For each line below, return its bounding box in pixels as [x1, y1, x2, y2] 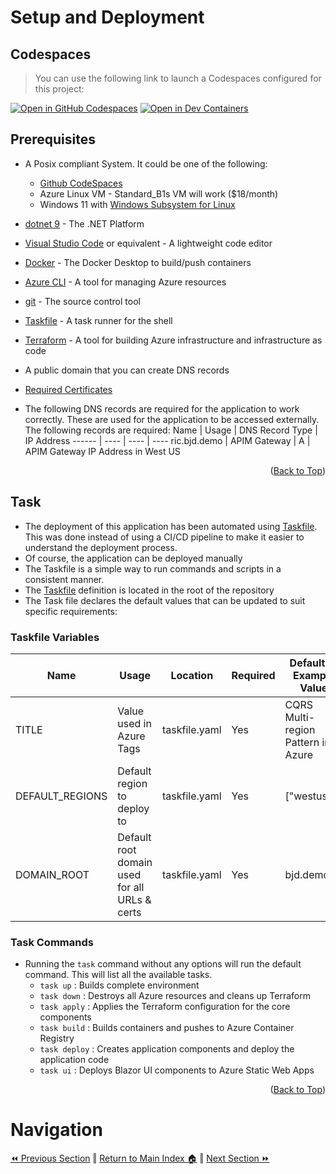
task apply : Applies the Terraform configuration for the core [39, 1001, 291, 1013]
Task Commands [10, 935, 94, 949]
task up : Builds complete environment [39, 979, 200, 991]
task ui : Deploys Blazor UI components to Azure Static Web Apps [39, 1064, 315, 1076]
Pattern [284, 735, 320, 749]
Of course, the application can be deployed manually [24, 552, 243, 564]
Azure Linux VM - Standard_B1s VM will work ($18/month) [39, 187, 279, 200]
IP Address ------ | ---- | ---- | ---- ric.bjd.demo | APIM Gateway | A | [24, 434, 311, 446]
